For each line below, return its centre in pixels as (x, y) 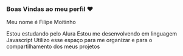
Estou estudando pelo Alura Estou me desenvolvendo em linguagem (92, 34)
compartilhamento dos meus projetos (53, 46)
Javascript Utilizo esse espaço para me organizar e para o (79, 40)
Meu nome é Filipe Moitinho (41, 22)
